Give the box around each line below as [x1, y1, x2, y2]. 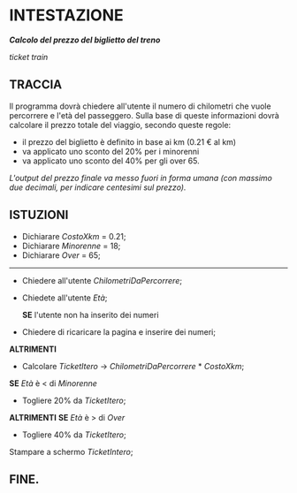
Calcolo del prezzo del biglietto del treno [9, 34, 161, 45]
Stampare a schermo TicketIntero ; [9, 446, 133, 457]
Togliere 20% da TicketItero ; [21, 395, 126, 406]
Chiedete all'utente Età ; [21, 292, 108, 303]
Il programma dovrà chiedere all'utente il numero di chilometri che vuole [9, 101, 271, 111]
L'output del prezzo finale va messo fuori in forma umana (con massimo [9, 172, 272, 183]
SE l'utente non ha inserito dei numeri [21, 309, 159, 320]
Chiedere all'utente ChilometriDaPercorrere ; [21, 275, 183, 285]
